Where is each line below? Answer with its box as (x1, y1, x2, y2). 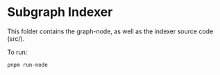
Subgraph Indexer (7, 4, 113, 20)
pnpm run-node (7, 61, 49, 68)
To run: (7, 48, 28, 56)
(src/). (7, 34, 25, 42)
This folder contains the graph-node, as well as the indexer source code (7, 27, 214, 35)
